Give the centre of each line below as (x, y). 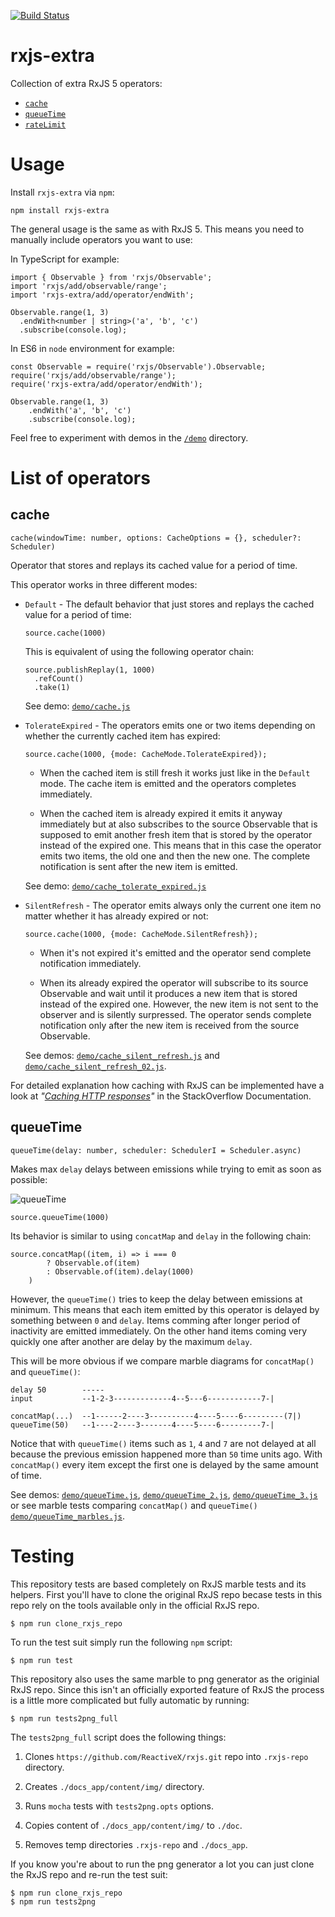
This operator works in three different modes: (104, 584)
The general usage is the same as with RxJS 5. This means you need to (157, 229)
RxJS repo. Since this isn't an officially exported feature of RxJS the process (167, 1689)
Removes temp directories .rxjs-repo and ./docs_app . (136, 1844)
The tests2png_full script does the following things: (118, 1737)
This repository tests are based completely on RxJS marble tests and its (158, 1584)
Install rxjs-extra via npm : (62, 192)
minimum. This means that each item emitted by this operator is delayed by (165, 1309)
